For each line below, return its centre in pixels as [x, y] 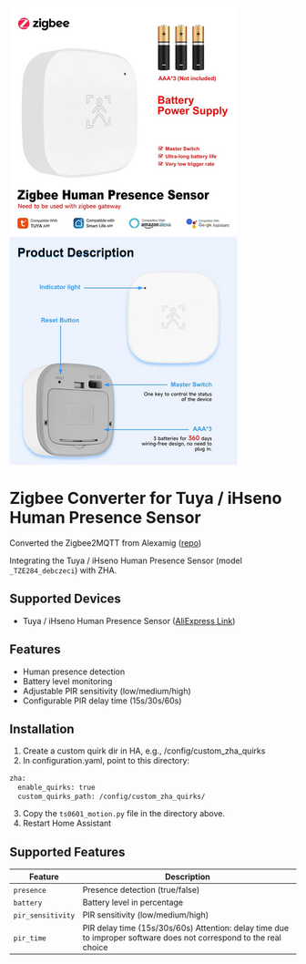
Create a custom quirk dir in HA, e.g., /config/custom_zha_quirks [144, 751]
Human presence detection [74, 672]
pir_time [30, 938]
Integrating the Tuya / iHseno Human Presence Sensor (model [126, 560]
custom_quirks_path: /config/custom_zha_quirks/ [112, 797]
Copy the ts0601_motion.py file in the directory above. [124, 814]
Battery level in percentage [133, 902]
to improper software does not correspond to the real [182, 938]
